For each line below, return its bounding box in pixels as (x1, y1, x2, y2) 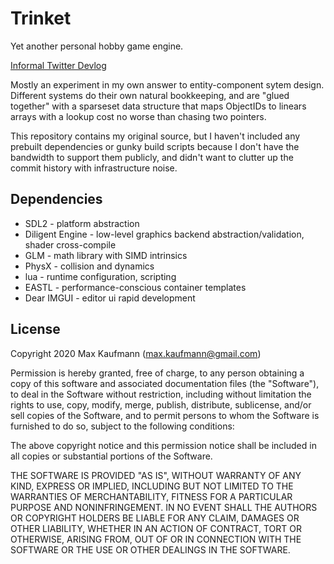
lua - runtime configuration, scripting (24, 270, 177, 282)
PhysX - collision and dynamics (24, 260, 155, 272)
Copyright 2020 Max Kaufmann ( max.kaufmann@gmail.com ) (10, 347, 262, 359)
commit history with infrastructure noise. (10, 162, 178, 174)
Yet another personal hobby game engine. (10, 40, 184, 52)
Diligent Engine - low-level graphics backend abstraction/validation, (24, 228, 305, 240)
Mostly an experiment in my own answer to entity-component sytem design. (10, 78, 325, 91)
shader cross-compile (24, 238, 117, 251)
